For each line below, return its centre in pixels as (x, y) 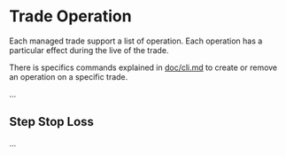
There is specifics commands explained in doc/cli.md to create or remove (143, 67)
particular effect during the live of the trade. (89, 50)
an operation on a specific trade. (69, 76)
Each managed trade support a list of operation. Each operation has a (136, 41)
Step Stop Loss (52, 122)
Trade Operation (70, 16)
